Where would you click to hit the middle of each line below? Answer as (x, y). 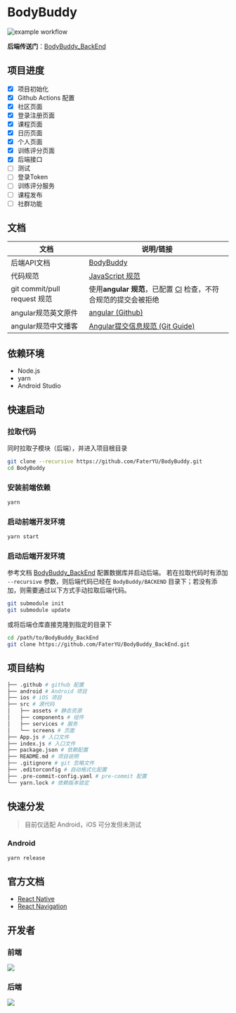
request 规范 (32, 299)
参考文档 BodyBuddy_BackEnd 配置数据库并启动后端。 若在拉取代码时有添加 (118, 573)
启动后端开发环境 (36, 556)
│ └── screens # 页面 (41, 730)
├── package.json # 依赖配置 (48, 750)
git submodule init (36, 604)
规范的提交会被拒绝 (127, 300)
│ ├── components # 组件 (46, 718)
